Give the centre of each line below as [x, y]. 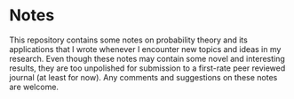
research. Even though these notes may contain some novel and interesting [147, 58]
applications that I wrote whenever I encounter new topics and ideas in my [145, 49]
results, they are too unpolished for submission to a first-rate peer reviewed [147, 68]
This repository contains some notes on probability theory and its [129, 40]
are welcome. [34, 87]
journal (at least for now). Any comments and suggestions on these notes [143, 77]
